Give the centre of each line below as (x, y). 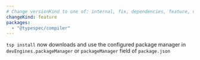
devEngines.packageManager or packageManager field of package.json (88, 51)
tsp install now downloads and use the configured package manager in (96, 45)
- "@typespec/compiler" (41, 28)
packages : (18, 22)
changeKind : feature (32, 17)
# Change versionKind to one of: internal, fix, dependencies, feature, (98, 11)
